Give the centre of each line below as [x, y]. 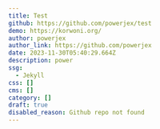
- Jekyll [30, 75]
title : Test [28, 16]
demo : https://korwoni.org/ [55, 30]
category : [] [30, 98]
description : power [41, 61]
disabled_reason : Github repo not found [77, 113]
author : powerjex [37, 38]
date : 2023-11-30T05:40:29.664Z [62, 53]
